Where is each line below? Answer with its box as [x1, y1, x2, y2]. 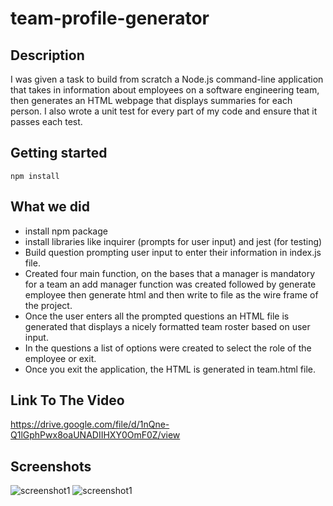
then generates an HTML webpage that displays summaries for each [10, 95, 293, 106]
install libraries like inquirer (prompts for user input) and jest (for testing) [24, 235, 323, 247]
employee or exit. [24, 352, 97, 364]
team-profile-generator [10, 7, 210, 30]
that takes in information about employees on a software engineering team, [10, 84, 320, 96]
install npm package [24, 225, 108, 237]
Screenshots [10, 458, 92, 475]
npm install [10, 171, 60, 181]
